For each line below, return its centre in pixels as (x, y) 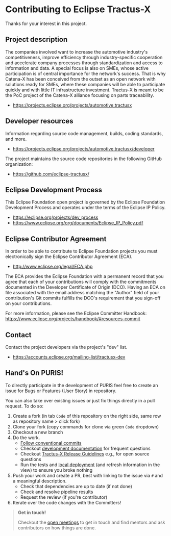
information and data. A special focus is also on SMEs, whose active (77, 68)
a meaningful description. (40, 481)
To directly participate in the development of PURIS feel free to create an (82, 385)
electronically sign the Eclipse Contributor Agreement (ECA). (69, 257)
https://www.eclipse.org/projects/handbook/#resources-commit (73, 319)
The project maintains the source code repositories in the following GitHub (84, 159)
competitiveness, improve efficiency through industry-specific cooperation (84, 57)
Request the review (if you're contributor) (64, 497)
